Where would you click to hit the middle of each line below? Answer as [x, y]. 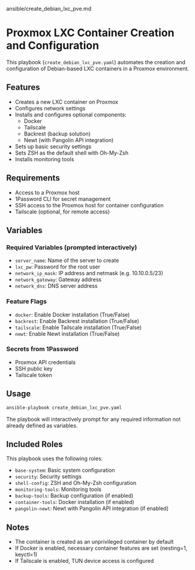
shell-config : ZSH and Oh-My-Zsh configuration [76, 483]
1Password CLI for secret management [63, 199]
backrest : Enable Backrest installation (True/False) [77, 321]
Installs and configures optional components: [71, 114]
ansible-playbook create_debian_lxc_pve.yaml [64, 408]
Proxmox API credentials [45, 362]
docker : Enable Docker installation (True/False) [72, 315]
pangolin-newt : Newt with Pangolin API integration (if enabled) [92, 508]
